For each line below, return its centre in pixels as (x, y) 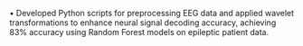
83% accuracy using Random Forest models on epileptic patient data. (139, 32)
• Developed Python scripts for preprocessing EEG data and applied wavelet (152, 13)
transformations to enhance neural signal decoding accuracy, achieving (143, 23)
